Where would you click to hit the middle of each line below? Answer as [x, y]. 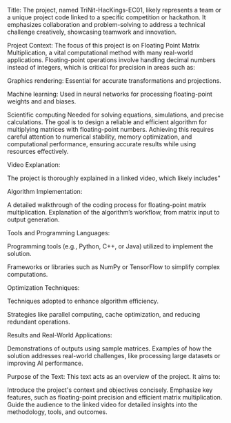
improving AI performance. [46, 363]
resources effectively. [38, 151]
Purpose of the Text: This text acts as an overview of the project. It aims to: [114, 376]
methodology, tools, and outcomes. [58, 412]
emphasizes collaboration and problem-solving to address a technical [106, 24]
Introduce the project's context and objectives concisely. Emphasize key [110, 390]
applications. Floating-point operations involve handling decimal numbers [111, 60]
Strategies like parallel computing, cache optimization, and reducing [104, 314]
